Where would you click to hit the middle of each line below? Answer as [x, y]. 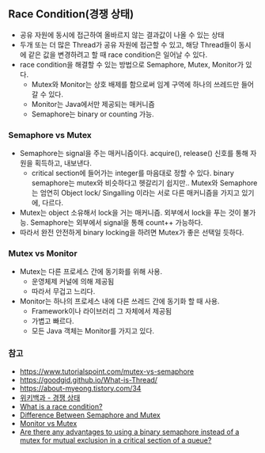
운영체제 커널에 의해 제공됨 [73, 282]
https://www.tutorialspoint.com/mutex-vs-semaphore [107, 371]
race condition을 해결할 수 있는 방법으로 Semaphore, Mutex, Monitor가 [131, 64]
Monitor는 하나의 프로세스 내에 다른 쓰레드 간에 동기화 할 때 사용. [119, 301]
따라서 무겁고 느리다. [63, 291]
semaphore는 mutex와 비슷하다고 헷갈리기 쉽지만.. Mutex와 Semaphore [144, 183]
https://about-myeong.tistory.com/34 [80, 388]
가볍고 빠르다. [53, 321]
